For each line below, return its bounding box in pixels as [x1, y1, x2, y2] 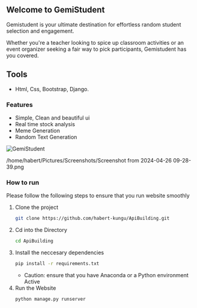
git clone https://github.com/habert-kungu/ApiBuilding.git [15, 216, 170, 222]
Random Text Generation [15, 133, 77, 141]
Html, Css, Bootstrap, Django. [15, 85, 89, 92]
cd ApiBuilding [15, 238, 54, 244]
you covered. [6, 51, 39, 59]
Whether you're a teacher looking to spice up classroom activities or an [6, 39, 184, 46]
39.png [6, 163, 24, 170]
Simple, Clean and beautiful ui [15, 114, 90, 121]
